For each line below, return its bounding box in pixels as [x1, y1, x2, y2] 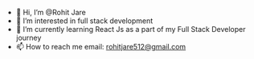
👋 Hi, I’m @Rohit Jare [15, 8, 86, 17]
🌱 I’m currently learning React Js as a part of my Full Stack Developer [15, 25, 246, 33]
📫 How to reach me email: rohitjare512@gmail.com [15, 42, 186, 51]
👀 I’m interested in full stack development [15, 16, 154, 26]
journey [15, 33, 42, 42]
